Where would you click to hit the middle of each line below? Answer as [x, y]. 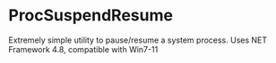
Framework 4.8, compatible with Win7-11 [83, 49]
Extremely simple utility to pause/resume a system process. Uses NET [138, 40]
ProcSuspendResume [91, 16]
